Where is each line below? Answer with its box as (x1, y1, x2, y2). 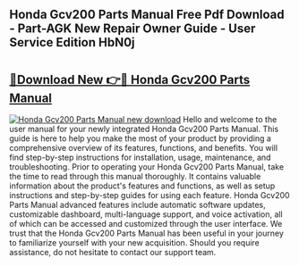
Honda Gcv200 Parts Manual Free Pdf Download (9, 7, 285, 22)
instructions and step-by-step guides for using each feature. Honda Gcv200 (9, 190, 290, 200)
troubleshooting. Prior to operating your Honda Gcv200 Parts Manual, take (9, 162, 285, 172)
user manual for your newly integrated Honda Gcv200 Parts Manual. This (9, 124, 279, 134)
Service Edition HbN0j (9, 35, 136, 50)
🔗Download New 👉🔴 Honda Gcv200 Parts (9, 71, 251, 87)
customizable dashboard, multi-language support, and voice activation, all (9, 209, 284, 220)
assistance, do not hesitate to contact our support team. (9, 247, 217, 257)
